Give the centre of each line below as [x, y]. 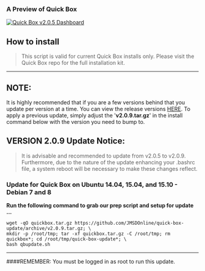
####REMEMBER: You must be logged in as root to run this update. [91, 262]
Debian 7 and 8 [29, 192]
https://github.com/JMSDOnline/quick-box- [129, 223]
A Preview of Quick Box [42, 9]
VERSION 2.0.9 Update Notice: [66, 141]
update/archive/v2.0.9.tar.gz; [46, 229]
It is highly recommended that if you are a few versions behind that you [96, 102]
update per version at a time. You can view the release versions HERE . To [99, 109]
